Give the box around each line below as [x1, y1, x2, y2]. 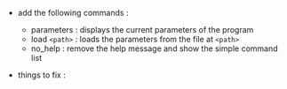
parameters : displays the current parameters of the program [30, 25, 254, 34]
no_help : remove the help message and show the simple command [30, 43, 278, 54]
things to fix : [17, 70, 67, 80]
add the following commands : [17, 8, 129, 18]
